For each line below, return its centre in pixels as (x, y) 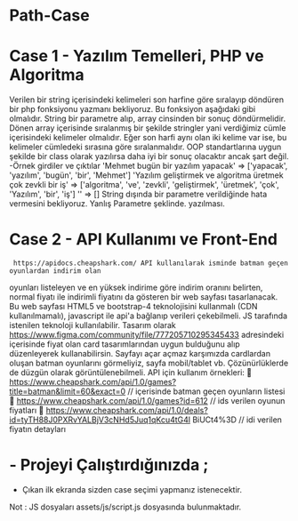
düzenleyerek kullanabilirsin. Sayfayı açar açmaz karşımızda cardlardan (140, 354)
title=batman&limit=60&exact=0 (68, 391)
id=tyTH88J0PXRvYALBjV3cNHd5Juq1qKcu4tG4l (100, 420)
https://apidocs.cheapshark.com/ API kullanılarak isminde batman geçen (151, 263)
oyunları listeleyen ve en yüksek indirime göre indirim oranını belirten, (136, 288)
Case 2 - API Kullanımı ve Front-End (144, 240)
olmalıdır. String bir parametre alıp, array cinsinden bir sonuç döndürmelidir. (148, 119)
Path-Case (50, 16)
